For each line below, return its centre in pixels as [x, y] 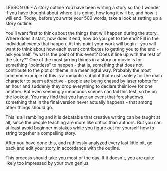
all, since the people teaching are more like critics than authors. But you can [83, 123]
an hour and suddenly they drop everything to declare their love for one [79, 86]
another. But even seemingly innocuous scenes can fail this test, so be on [81, 92]
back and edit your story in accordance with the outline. [63, 148]
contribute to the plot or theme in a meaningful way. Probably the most [78, 70]
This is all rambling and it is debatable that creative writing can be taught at [83, 117]
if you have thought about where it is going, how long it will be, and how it [81, 13]
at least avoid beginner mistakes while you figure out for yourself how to [80, 128]
